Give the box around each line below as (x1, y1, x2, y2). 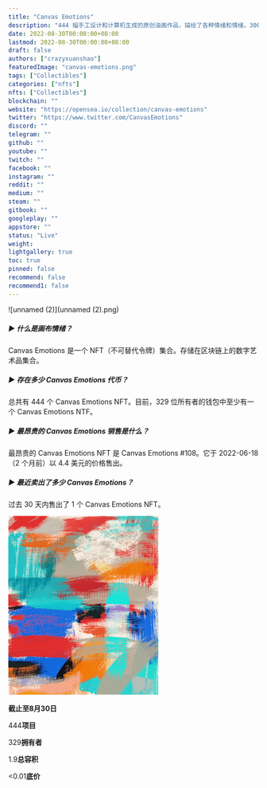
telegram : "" (8, 131, 52, 139)
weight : (8, 240, 34, 248)
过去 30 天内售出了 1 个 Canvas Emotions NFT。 (8, 499, 165, 509)
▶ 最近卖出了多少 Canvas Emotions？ (8, 478, 133, 488)
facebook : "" (8, 164, 52, 172)
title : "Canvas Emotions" (8, 13, 94, 21)
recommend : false (8, 273, 66, 281)
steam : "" (8, 198, 41, 206)
